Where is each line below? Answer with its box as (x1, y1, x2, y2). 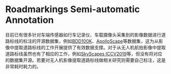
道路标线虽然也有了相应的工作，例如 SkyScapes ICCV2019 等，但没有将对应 (5, 51, 163, 57)
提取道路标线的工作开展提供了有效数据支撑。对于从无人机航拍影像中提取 (14, 44, 166, 50)
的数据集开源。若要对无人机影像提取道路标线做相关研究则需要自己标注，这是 (5, 57, 166, 63)
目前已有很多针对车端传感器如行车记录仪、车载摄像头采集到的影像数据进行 (5, 31, 161, 38)
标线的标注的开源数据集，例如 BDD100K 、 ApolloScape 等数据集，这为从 (9, 38, 159, 44)
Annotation (5, 14, 54, 26)
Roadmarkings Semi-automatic (5, 4, 140, 15)
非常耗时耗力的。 (5, 63, 41, 69)
